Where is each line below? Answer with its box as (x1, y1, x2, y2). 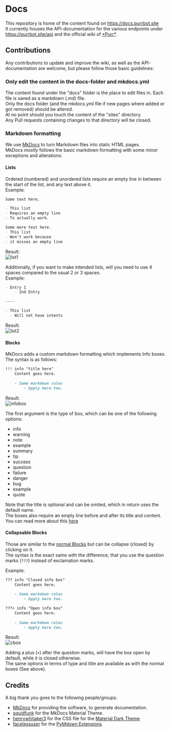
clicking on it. (5, 546, 34, 552)
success (12, 459, 31, 465)
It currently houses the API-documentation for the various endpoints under (5, 25, 163, 31)
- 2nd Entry (14, 289, 40, 295)
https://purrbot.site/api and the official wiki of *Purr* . (5, 31, 117, 37)
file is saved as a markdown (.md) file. (5, 95, 86, 101)
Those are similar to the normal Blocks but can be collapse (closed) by (5, 541, 154, 547)
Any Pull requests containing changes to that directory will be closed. (5, 117, 152, 124)
